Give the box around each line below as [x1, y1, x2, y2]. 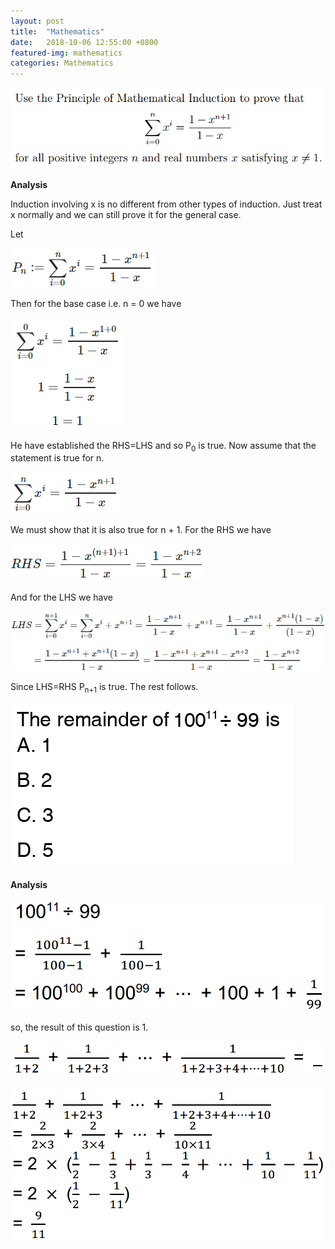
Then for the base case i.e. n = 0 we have [10, 297, 182, 309]
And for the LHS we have [10, 591, 114, 604]
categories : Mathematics [10, 58, 114, 69]
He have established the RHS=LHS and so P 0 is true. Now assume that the [10, 439, 317, 454]
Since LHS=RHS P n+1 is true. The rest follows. [10, 680, 199, 695]
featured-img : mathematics [10, 48, 123, 58]
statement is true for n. [10, 452, 105, 464]
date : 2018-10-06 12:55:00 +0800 [10, 37, 159, 47]
